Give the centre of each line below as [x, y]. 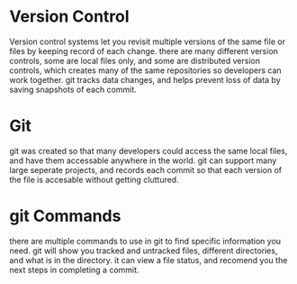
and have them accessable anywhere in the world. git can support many [143, 160]
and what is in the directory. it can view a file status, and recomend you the [148, 260]
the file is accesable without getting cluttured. [94, 179]
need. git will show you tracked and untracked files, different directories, [144, 251]
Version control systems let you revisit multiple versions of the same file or [148, 41]
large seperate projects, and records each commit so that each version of [145, 169]
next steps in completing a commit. [74, 270]
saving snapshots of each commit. [73, 89]
